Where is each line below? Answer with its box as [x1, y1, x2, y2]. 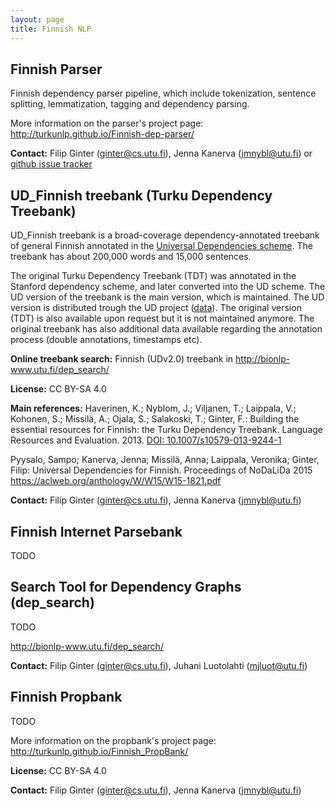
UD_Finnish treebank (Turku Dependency [10, 187, 273, 204]
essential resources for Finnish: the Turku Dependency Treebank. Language [10, 424, 323, 436]
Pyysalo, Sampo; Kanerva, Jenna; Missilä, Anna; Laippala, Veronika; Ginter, [10, 454, 320, 466]
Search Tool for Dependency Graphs [10, 579, 242, 596]
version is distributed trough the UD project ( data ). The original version [10, 302, 302, 314]
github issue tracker [10, 158, 93, 170]
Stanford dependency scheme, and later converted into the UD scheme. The [10, 281, 326, 293]
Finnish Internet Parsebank [10, 523, 183, 540]
